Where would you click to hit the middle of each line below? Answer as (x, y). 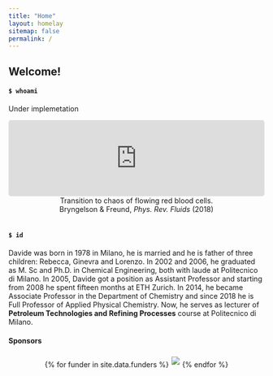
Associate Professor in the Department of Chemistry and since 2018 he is (131, 296)
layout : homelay (36, 24)
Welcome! (35, 71)
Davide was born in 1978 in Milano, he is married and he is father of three (131, 253)
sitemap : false (34, 31)
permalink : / (30, 39)
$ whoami (23, 91)
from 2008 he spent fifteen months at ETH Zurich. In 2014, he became (126, 287)
